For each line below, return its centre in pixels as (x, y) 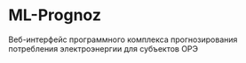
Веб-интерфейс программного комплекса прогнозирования (123, 39)
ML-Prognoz (55, 15)
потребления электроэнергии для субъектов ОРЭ (103, 48)
